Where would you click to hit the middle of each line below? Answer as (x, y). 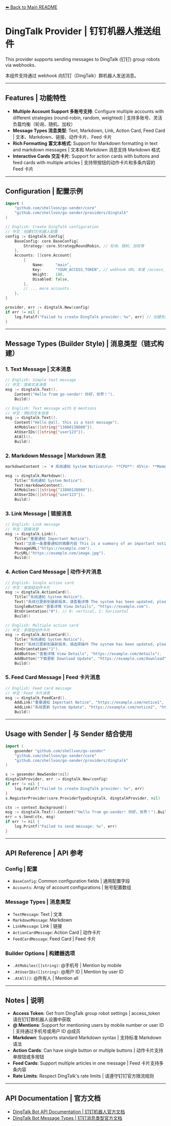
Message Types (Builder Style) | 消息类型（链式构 (85, 343)
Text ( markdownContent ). (40, 485)
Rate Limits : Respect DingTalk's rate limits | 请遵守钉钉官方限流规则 (83, 1076)
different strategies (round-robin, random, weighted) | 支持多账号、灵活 (88, 118)
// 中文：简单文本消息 (26, 385)
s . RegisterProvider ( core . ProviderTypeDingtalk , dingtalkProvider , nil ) (83, 798)
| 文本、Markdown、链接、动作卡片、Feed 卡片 (62, 137)
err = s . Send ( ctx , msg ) (31, 817)
